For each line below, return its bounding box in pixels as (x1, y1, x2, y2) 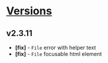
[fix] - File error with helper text (14, 44, 97, 51)
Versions (6, 4, 52, 18)
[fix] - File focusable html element (14, 50, 103, 58)
